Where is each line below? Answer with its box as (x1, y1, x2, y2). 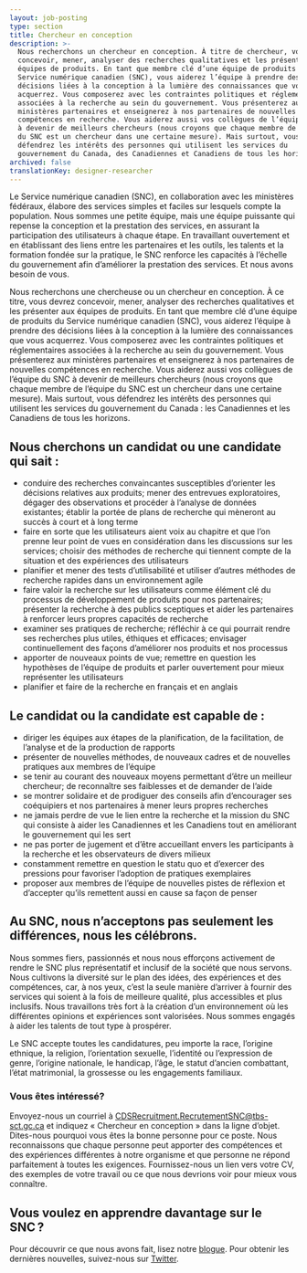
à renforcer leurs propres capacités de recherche (22, 614, 208, 625)
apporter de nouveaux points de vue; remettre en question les (22, 652, 257, 663)
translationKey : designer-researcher (9, 166, 153, 175)
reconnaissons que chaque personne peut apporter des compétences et (9, 1140, 283, 1151)
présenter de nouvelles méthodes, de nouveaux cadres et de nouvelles (22, 752, 291, 763)
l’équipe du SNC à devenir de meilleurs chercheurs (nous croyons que (9, 373, 273, 384)
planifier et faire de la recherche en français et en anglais (22, 681, 238, 692)
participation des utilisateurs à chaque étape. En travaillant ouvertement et (9, 230, 290, 241)
